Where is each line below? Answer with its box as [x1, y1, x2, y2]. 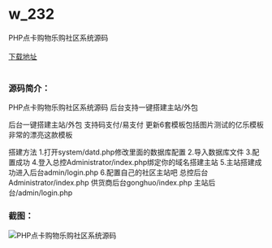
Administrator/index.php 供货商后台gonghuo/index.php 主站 [8, 178, 209, 188]
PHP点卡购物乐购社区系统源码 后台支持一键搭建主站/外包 [8, 102, 199, 112]
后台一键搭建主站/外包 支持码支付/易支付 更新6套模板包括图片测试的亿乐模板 [8, 120, 264, 130]
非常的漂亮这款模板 [8, 130, 73, 140]
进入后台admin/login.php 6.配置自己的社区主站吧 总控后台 [15, 168, 209, 177]
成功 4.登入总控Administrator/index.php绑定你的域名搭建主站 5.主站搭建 [15, 158, 255, 168]
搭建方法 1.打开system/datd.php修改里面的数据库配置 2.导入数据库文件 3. [8, 147, 253, 157]
